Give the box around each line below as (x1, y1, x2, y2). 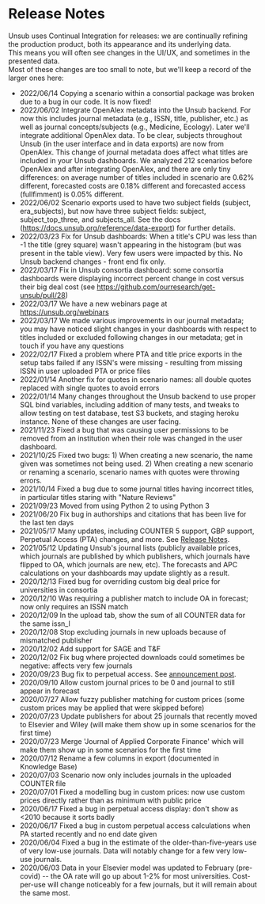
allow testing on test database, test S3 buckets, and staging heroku (19, 408, 240, 418)
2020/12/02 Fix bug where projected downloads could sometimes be (19, 652, 245, 662)
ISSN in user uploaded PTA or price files (19, 366, 151, 376)
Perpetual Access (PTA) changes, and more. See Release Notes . (19, 534, 230, 544)
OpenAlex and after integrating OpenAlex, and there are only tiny (19, 164, 231, 174)
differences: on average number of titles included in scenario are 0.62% (19, 172, 255, 182)
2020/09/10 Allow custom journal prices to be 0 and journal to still (19, 677, 235, 687)
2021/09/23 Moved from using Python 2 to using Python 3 (19, 501, 210, 510)
